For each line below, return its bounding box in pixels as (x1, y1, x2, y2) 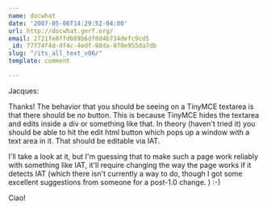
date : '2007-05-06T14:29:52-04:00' (8, 19, 128, 27)
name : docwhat (8, 11, 56, 20)
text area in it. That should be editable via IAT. (8, 136, 161, 145)
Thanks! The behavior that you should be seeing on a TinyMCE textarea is (8, 102, 254, 111)
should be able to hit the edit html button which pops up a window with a (8, 127, 250, 137)
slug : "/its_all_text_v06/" (8, 49, 103, 57)
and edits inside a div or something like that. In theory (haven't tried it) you (8, 119, 256, 128)
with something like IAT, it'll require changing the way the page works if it (8, 160, 252, 169)
